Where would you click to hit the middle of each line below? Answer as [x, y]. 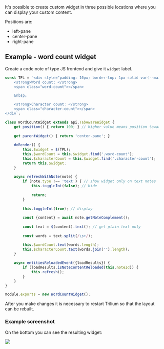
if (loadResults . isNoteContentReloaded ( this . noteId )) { [81, 268]
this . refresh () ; [48, 272]
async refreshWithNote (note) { [46, 177]
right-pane [23, 42]
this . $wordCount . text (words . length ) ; [61, 245]
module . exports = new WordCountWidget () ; [48, 294]
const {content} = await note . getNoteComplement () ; [76, 218]
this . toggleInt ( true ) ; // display [58, 209]
